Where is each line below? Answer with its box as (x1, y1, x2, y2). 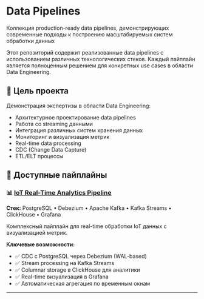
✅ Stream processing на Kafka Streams (15, 260, 115, 267)
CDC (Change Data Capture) (15, 146, 87, 153)
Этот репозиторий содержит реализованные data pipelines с (6, 49, 164, 56)
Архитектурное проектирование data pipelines (15, 113, 137, 121)
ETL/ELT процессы (15, 152, 64, 160)
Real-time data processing (15, 139, 81, 147)
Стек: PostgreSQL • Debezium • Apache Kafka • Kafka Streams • (6, 204, 172, 212)
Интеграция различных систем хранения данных (15, 126, 143, 134)
